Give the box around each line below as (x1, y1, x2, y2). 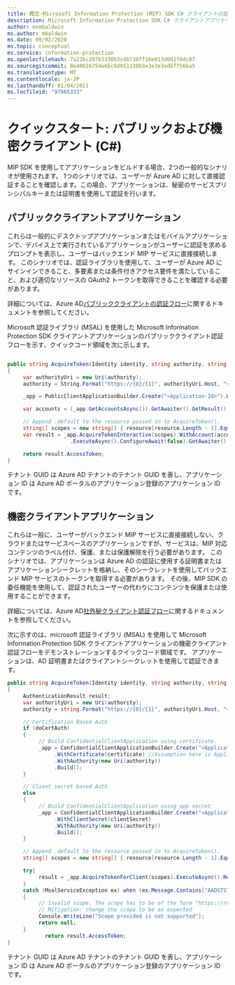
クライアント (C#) (20, 138, 122, 154)
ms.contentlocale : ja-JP (7, 75, 80, 83)
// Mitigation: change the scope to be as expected (38, 906, 192, 913)
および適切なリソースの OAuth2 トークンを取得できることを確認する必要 (19, 275, 228, 284)
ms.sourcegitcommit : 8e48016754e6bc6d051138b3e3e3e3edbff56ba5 (7, 62, 196, 69)
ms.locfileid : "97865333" (7, 88, 83, 95)
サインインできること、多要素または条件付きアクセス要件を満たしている (7, 267, 215, 275)
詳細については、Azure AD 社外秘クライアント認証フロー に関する (7, 607, 194, 615)
